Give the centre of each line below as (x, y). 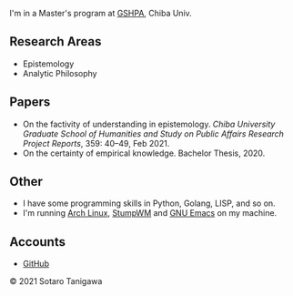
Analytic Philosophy (60, 73)
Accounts (38, 242)
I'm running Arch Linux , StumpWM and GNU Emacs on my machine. (150, 213)
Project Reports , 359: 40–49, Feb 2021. (96, 143)
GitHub (36, 264)
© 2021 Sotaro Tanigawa (56, 281)
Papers (30, 102)
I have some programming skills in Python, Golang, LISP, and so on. (149, 203)
